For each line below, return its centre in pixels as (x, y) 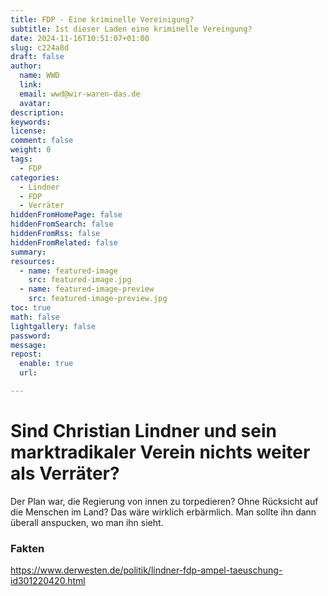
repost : (26, 354)
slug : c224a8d (40, 47)
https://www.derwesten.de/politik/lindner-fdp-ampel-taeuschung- (146, 570)
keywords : (31, 122)
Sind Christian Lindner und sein (143, 431)
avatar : (35, 103)
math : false (35, 317)
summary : (28, 252)
